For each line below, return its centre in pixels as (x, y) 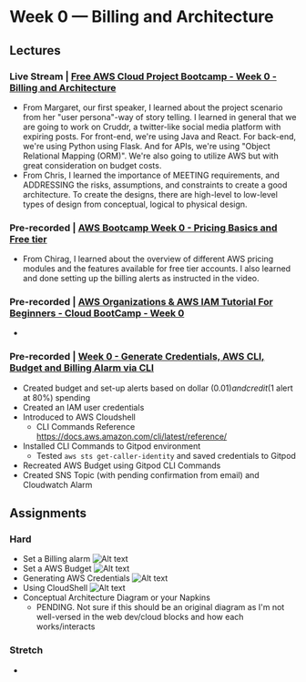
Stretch (26, 650)
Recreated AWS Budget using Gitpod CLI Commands (122, 465)
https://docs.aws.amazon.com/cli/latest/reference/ (132, 436)
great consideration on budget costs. (92, 165)
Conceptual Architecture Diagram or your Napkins (117, 597)
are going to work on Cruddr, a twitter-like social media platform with (152, 127)
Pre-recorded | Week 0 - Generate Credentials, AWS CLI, (137, 357)
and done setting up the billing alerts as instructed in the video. (141, 279)
